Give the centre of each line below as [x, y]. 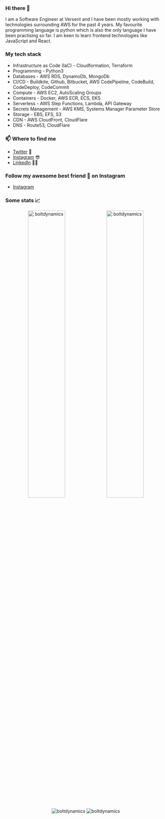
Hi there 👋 [18, 8]
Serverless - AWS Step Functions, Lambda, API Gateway [72, 103]
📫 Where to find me [31, 138]
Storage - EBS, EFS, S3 [37, 114]
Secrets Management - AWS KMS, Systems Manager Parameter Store [86, 109]
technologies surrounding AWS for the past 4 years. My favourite [74, 25]
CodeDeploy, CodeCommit [41, 87]
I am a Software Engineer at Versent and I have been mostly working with [82, 19]
